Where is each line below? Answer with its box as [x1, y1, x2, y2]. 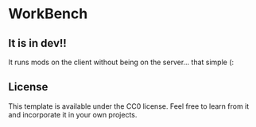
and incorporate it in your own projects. [8, 110, 138, 119]
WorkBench [8, 5, 88, 23]
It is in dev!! [8, 37, 68, 50]
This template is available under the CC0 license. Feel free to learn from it [8, 101, 250, 111]
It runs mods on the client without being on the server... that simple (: [8, 57, 235, 67]
